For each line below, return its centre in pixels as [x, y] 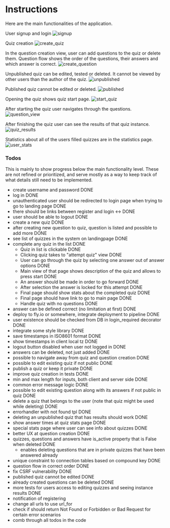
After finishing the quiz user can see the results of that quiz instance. [78, 124]
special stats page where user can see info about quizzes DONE [80, 428]
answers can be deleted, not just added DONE [61, 352]
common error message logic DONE [50, 385]
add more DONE [30, 233]
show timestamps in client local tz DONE [55, 341]
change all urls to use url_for [42, 504]
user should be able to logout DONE [50, 217]
